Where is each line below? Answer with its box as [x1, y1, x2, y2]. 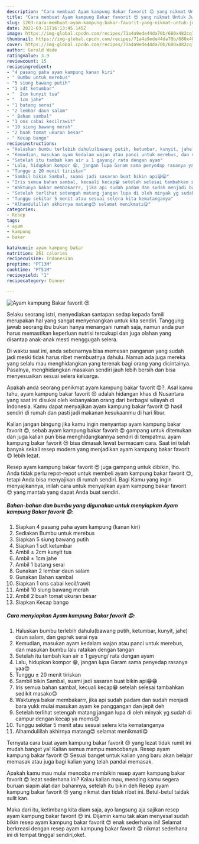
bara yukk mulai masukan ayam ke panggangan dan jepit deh [15, 702, 165, 710]
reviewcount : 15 [6, 58, 47, 64]
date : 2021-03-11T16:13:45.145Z [6, 25, 86, 31]
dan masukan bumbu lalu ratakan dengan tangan [15, 646, 135, 653]
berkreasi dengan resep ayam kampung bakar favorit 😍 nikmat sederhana [6, 824, 188, 832]
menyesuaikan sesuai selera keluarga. [6, 372, 100, 379]
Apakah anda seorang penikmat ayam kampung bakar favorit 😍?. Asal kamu [6, 384, 193, 391]
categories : [6, 206, 36, 213]
